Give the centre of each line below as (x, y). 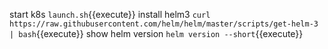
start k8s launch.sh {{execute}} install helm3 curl (110, 14)
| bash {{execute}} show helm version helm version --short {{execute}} (156, 33)
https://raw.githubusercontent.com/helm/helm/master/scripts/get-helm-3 (164, 24)
